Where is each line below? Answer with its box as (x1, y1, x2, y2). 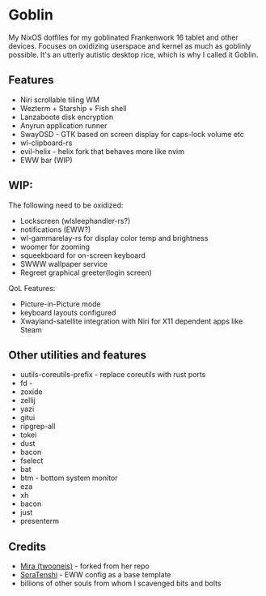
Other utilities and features (8, 348, 147, 362)
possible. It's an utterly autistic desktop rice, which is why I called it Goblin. (8, 49, 259, 59)
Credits (8, 539, 47, 553)
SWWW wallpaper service (19, 259, 108, 268)
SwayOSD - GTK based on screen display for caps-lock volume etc (19, 129, 245, 139)
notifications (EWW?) (19, 225, 91, 234)
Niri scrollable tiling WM (19, 95, 99, 105)
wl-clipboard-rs (19, 138, 73, 148)
